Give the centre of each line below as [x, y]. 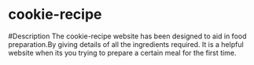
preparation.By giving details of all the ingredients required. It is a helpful [126, 44]
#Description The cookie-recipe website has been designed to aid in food [127, 36]
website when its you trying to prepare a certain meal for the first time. [122, 52]
